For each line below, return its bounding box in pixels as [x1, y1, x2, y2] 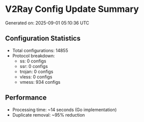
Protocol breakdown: [12, 53, 55, 59]
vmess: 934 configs [19, 79, 61, 85]
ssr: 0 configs [19, 63, 48, 69]
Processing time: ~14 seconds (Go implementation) [12, 107, 117, 113]
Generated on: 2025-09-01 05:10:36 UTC [5, 20, 90, 26]
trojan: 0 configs [19, 68, 53, 74]
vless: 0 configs [19, 73, 52, 80]
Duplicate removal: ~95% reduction [12, 112, 85, 118]
